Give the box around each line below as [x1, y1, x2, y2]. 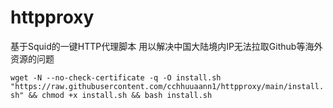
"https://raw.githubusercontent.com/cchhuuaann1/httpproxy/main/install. [10, 81, 325, 91]
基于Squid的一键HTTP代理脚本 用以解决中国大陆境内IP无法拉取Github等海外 [10, 40, 323, 52]
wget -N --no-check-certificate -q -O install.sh [10, 72, 222, 83]
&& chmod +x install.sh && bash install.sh [28, 90, 213, 100]
